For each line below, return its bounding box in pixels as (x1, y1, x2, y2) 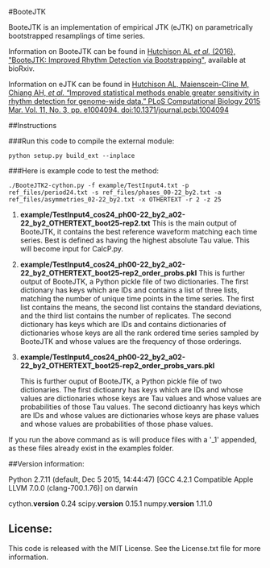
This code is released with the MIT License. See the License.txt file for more (8, 543, 261, 553)
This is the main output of (152, 218, 238, 228)
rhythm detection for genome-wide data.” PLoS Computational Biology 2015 (8, 97, 260, 106)
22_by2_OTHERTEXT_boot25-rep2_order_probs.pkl (19, 268, 197, 277)
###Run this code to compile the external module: (8, 136, 175, 146)
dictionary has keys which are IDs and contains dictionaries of (19, 320, 227, 329)
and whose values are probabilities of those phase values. (19, 419, 214, 429)
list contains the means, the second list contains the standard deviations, (19, 302, 262, 312)
